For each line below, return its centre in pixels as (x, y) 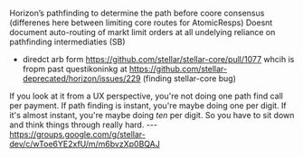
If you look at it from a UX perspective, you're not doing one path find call (146, 96)
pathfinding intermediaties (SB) (67, 42)
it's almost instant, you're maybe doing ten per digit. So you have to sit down (152, 115)
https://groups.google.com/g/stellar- (78, 134)
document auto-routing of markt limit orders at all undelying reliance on (142, 32)
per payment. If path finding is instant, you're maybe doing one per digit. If (148, 106)
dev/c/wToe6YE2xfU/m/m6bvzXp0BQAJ (85, 144)
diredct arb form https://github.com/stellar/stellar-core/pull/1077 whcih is (158, 59)
